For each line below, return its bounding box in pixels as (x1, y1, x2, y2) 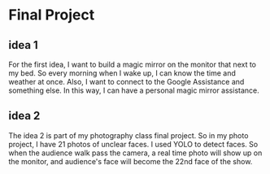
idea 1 (8, 38, 38, 52)
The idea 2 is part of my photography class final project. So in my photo (8, 130, 249, 140)
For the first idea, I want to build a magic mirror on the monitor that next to (8, 59, 257, 69)
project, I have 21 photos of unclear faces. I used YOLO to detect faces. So (8, 139, 259, 149)
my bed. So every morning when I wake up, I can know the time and (8, 68, 236, 78)
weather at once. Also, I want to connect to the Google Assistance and (8, 77, 245, 86)
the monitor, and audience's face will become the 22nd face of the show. (8, 156, 253, 166)
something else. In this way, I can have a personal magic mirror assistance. (8, 85, 260, 95)
